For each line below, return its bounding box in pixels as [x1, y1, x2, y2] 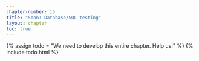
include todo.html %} [6, 49, 59, 56]
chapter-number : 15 [6, 8, 56, 15]
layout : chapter [6, 20, 47, 26]
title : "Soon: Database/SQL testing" [6, 14, 102, 21]
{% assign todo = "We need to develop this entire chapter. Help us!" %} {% [6, 42, 194, 50]
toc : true [6, 25, 31, 32]
